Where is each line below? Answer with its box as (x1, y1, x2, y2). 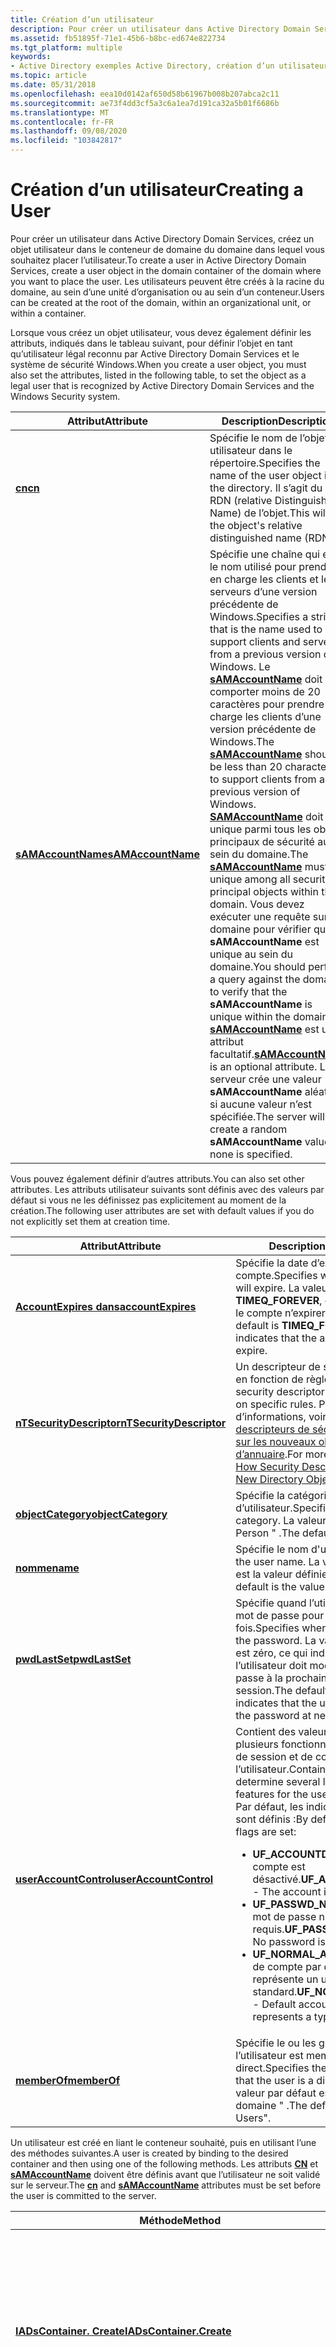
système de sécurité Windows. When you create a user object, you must (10, 358, 307, 370)
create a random (209, 1122, 288, 1136)
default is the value (235, 1579, 325, 1593)
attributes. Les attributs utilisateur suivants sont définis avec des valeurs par (10, 1183, 325, 1195)
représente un (252, 1972, 319, 1986)
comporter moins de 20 (209, 684, 321, 698)
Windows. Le (209, 659, 271, 673)
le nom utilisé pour (209, 559, 297, 573)
